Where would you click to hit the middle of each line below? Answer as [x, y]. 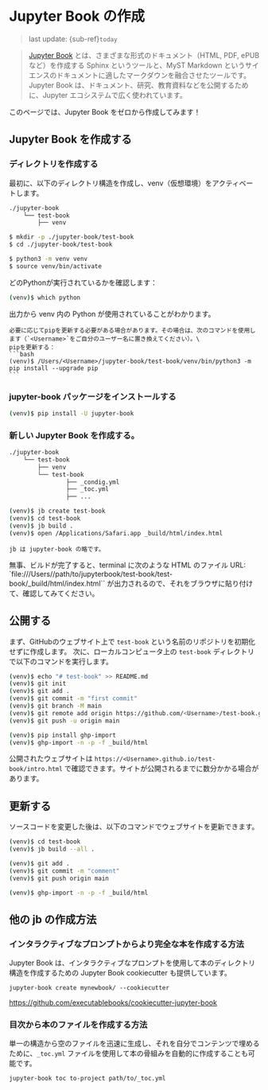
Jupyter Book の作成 [77, 16]
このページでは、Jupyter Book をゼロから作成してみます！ [105, 111]
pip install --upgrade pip [54, 368]
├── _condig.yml [93, 482]
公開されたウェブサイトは [51, 759]
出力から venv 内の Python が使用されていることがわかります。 [112, 313]
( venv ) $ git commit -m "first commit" [73, 699]
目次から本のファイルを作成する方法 [78, 1025]
